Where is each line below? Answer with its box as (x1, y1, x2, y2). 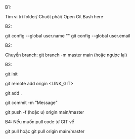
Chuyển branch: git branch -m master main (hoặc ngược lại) (5, 52, 128, 58)
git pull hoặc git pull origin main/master (5, 128, 85, 134)
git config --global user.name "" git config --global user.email (5, 33, 130, 38)
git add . (5, 90, 22, 96)
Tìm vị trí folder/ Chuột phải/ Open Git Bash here (5, 14, 104, 19)
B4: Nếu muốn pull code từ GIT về (5, 119, 75, 125)
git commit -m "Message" (5, 100, 58, 105)
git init (5, 71, 18, 77)
